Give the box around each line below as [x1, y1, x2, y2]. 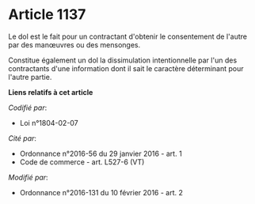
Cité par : [8, 133, 37, 143]
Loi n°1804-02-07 [19, 118, 79, 127]
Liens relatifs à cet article [8, 87, 93, 96]
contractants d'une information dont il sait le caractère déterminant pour [8, 63, 244, 73]
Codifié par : [8, 103, 48, 112]
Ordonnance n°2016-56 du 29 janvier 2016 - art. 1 [19, 149, 182, 158]
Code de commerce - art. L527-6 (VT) [19, 157, 145, 167]
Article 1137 [8, 6, 86, 24]
